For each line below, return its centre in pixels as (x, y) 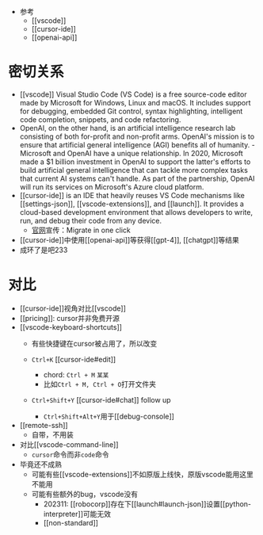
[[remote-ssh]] (44, 425)
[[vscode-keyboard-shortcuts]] (71, 327)
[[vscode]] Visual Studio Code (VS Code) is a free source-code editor (133, 94)
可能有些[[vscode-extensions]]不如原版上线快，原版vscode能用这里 (142, 474)
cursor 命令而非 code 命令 (70, 454)
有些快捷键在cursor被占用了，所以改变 (94, 343)
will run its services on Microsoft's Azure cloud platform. (112, 187)
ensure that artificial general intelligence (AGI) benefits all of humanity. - (137, 144)
